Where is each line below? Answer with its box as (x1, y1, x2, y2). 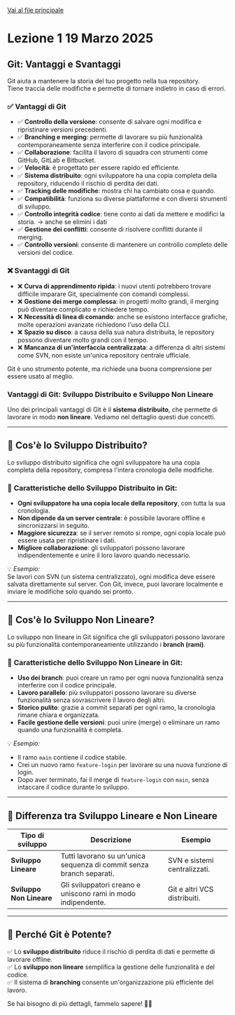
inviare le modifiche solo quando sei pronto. (7, 587, 134, 596)
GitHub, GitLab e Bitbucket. (17, 156, 97, 164)
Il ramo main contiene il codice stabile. (17, 753, 127, 762)
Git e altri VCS (167, 884, 214, 894)
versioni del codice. (17, 248, 75, 257)
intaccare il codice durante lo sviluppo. (17, 783, 129, 792)
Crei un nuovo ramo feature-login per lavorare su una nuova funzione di (17, 761, 228, 769)
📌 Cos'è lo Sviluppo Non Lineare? (7, 614, 155, 626)
